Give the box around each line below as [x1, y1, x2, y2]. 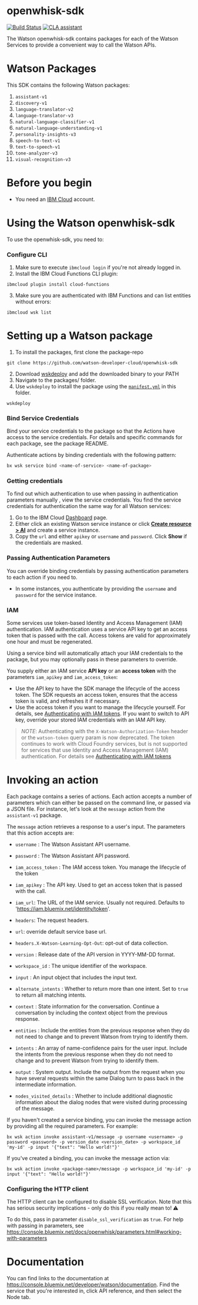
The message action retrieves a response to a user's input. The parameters [6, 823, 186, 830]
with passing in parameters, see [6, 1222, 84, 1230]
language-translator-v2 [15, 106, 74, 113]
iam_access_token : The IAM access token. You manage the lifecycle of [15, 864, 187, 871]
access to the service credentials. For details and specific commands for [6, 434, 183, 441]
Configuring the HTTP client [6, 1185, 89, 1193]
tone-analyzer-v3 [15, 150, 58, 156]
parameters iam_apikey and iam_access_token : [6, 674, 118, 681]
